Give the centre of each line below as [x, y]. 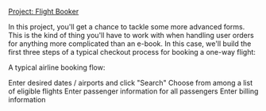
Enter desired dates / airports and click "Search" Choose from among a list [130, 83]
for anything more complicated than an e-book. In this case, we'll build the [130, 44]
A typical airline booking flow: [57, 67]
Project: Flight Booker [44, 11]
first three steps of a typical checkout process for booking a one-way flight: [132, 52]
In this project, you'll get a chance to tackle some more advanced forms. [127, 27]
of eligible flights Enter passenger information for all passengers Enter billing [133, 91]
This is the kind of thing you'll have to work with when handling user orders [131, 35]
